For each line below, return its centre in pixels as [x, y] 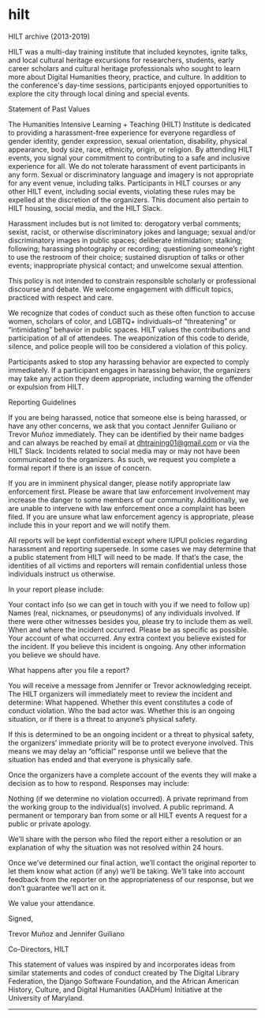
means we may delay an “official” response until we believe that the [118, 751]
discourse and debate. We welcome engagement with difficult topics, [121, 289]
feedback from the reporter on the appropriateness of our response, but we [131, 879]
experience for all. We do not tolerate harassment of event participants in [127, 166]
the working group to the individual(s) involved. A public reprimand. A [121, 806]
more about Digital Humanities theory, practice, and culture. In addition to [127, 77]
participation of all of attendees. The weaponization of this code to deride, [129, 338]
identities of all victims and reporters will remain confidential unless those [127, 565]
